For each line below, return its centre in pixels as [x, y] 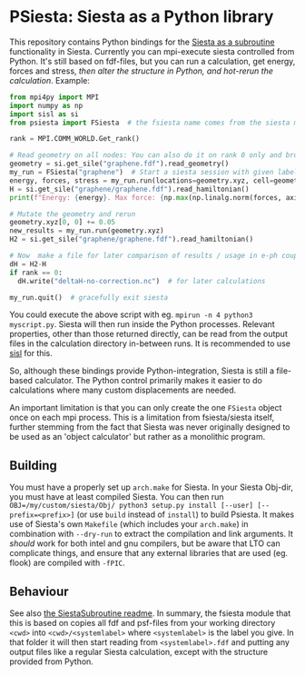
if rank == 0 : [36, 273]
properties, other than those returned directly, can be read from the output [148, 334]
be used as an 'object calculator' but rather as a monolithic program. [138, 437]
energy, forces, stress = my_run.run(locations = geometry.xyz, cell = [142, 180]
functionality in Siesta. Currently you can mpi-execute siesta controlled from [152, 51]
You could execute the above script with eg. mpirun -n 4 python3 [131, 314]
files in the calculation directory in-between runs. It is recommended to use [150, 343]
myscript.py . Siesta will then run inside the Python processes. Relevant [142, 324]
